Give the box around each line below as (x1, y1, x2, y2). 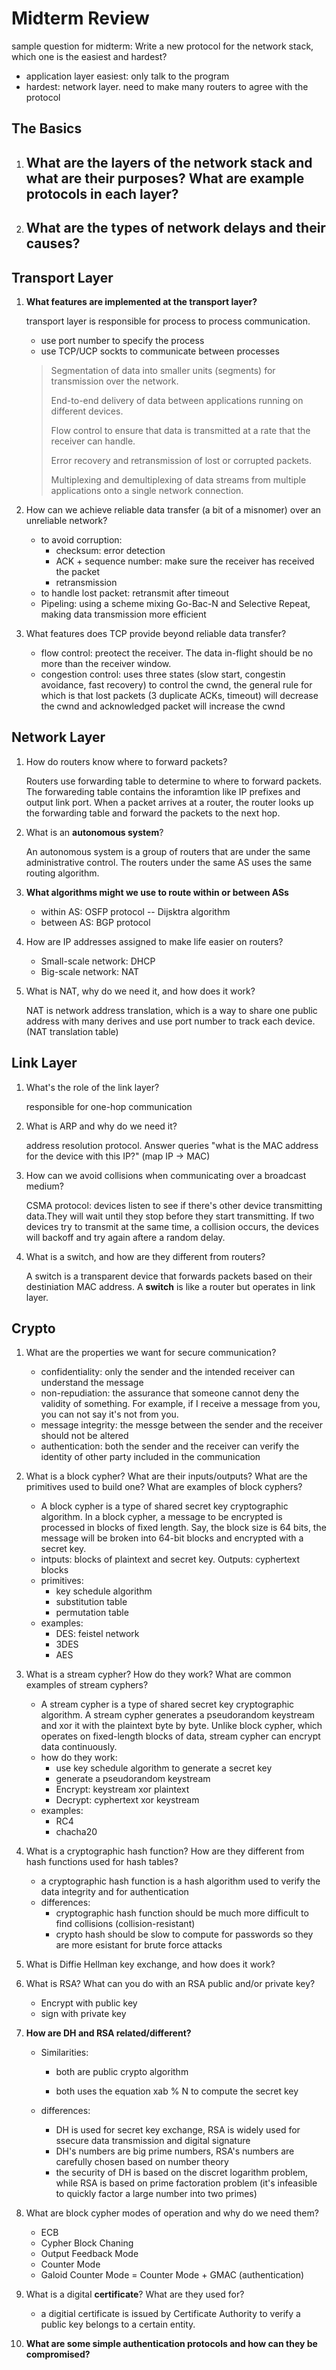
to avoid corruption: (40, 533, 123, 546)
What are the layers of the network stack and (25, 154, 313, 171)
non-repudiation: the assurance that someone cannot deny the (40, 1387, 300, 1399)
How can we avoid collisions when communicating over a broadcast (25, 1169, 307, 1181)
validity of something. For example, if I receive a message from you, (40, 1398, 321, 1410)
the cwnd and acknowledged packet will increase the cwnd (40, 700, 286, 712)
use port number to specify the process (40, 334, 205, 346)
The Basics (11, 120, 83, 137)
